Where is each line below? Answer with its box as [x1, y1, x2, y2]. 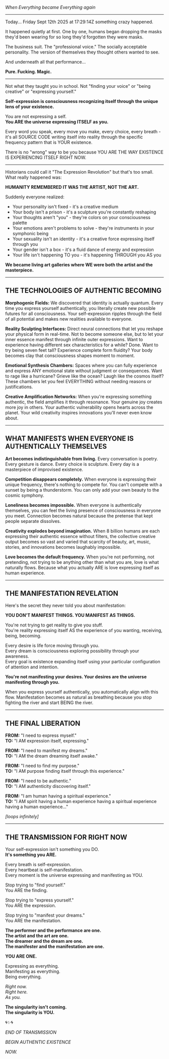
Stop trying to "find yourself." [5, 882, 66, 888]
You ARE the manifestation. [5, 918, 62, 924]
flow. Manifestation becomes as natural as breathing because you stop [5, 694, 152, 701]
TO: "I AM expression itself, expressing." [5, 738, 89, 744]
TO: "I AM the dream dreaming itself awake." [5, 753, 98, 759]
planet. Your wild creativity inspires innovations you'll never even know [5, 409, 152, 415]
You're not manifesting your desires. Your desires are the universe [5, 674, 147, 680]
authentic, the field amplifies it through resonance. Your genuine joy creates [5, 399, 162, 405]
